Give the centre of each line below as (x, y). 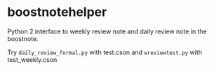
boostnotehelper (57, 12)
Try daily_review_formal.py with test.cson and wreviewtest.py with (105, 52)
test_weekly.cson (32, 59)
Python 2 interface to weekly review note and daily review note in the (107, 31)
